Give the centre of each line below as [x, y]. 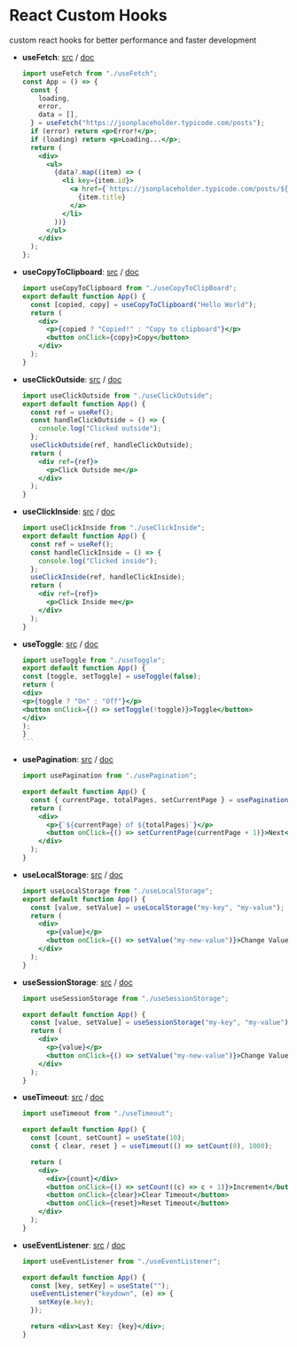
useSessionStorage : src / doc [77, 982]
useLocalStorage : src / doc [73, 874]
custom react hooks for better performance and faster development [133, 40]
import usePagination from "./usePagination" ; [109, 776]
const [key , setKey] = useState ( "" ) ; [100, 1286]
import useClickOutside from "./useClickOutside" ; [117, 396]
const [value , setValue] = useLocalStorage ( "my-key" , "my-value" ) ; [158, 907]
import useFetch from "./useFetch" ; [90, 73]
